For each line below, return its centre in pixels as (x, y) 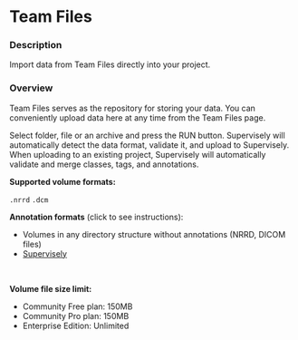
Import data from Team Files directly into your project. (110, 64)
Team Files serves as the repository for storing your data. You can (133, 108)
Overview (31, 88)
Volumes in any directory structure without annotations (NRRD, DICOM (154, 234)
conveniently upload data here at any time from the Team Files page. (138, 117)
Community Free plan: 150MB (77, 306)
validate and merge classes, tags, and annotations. (104, 164)
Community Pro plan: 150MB (76, 316)
